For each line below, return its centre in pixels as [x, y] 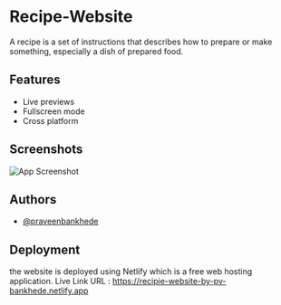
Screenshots [46, 150]
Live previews [48, 101]
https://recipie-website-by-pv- [169, 281]
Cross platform [50, 120]
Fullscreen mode [54, 111]
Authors [33, 200]
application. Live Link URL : [60, 281]
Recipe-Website [71, 17]
